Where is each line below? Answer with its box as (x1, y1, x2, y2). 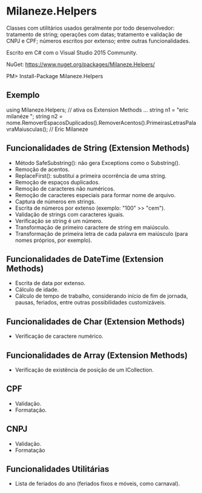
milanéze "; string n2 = (6, 112, 64, 119)
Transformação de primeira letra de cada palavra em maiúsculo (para (15, 230, 189, 237)
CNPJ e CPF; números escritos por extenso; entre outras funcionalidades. (6, 37, 191, 44)
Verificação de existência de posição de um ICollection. (15, 366, 154, 374)
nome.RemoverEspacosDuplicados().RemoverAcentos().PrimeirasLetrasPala (6, 119, 197, 126)
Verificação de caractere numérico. (15, 332, 104, 340)
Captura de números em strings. (15, 198, 96, 205)
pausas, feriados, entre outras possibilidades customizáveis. (15, 299, 166, 306)
